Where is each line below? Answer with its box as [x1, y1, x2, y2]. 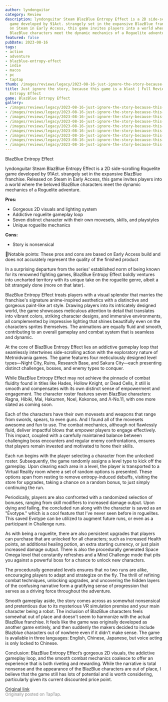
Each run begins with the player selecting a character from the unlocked [5, 453, 154, 458]
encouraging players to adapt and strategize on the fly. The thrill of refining [5, 572, 160, 578]
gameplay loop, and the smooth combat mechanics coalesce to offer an [5, 655, 153, 661]
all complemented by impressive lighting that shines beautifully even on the [5, 318, 160, 324]
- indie [5, 63, 21, 68]
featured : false [5, 35, 39, 40]
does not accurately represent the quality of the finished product [5, 256, 138, 262]
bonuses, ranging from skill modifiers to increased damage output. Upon [5, 499, 155, 505]
